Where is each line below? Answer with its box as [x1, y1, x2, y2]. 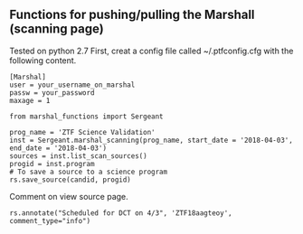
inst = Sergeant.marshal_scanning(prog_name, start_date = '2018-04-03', [9, 136, 294, 145]
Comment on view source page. [9, 191, 128, 201]
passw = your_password [9, 88, 95, 98]
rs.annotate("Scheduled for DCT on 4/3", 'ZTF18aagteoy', [9, 208, 232, 218]
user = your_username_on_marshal [9, 80, 136, 89]
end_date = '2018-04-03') [9, 144, 107, 153]
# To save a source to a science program [9, 167, 168, 176]
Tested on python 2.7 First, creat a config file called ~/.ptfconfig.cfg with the [9, 45, 294, 56]
